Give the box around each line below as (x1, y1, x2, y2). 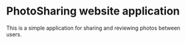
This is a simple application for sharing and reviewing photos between (6, 24, 181, 31)
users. (6, 30, 22, 38)
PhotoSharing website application (6, 4, 180, 18)
